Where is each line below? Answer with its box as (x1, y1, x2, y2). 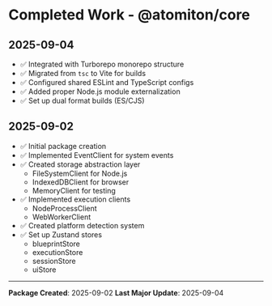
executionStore (32, 247, 83, 257)
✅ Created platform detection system (19, 220, 145, 230)
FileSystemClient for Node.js (32, 168, 128, 178)
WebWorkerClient (32, 212, 91, 222)
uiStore (32, 265, 57, 274)
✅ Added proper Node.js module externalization (19, 87, 181, 96)
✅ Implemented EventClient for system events (19, 150, 174, 159)
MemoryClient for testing (32, 185, 116, 195)
